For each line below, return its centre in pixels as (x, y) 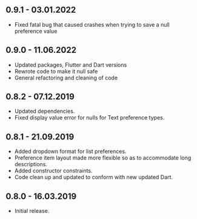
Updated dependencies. (45, 111)
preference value (36, 31)
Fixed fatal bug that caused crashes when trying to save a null (92, 24)
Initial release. (32, 211)
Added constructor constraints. (53, 171)
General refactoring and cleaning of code (66, 78)
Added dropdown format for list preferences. (70, 152)
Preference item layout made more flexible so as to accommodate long (103, 158)
